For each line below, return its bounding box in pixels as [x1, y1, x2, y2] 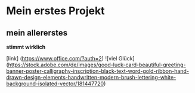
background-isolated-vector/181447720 [6, 80, 104, 87]
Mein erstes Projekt [6, 4, 105, 18]
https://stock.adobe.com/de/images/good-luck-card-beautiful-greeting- [8, 61, 186, 68]
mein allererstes [6, 28, 68, 38]
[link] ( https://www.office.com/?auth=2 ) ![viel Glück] [6, 55, 135, 62]
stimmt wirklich [6, 43, 46, 50]
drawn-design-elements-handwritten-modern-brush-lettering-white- [6, 74, 177, 81]
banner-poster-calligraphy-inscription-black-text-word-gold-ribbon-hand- [6, 68, 190, 75]
